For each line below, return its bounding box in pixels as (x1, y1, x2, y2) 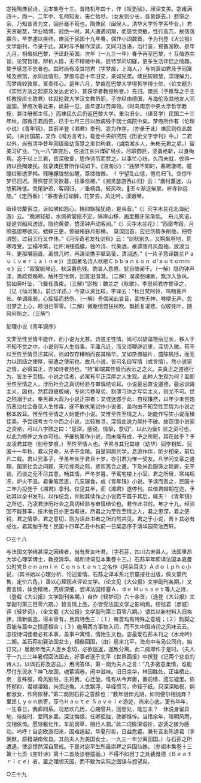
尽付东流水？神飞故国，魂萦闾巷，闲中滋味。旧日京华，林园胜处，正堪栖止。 (6, 668, 195, 675)
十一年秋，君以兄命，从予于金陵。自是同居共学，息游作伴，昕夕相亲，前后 (11, 448, 195, 455)
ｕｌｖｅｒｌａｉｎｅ (6, 258, 59, 265)
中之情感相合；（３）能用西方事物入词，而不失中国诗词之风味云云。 (26, 623, 193, 630)
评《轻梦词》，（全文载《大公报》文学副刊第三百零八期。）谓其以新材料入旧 (6, 608, 187, 615)
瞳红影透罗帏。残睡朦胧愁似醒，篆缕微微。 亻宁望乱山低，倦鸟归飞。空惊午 (6, 170, 193, 177)
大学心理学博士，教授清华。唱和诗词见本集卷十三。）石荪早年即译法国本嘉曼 (6, 556, 193, 563)
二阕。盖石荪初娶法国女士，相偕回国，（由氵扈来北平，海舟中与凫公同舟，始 (6, 638, 193, 645)
